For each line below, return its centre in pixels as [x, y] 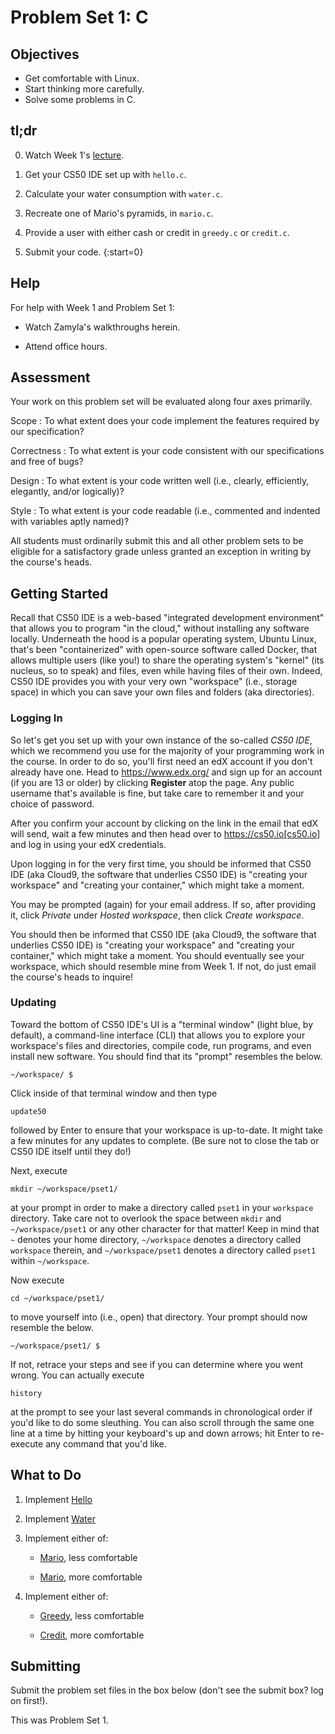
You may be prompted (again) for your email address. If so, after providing [163, 904]
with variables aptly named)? [70, 522]
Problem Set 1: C [79, 17]
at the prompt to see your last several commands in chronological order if [161, 1412]
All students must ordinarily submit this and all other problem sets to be [157, 541]
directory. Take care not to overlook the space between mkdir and [146, 1218]
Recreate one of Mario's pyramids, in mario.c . [119, 213]
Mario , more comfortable [91, 1577]
